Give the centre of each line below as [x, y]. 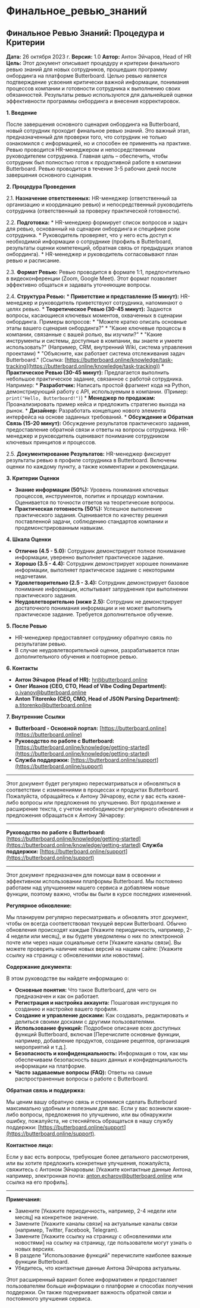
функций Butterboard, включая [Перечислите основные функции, [98, 1034]
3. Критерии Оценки [33, 478]
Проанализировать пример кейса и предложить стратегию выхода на [96, 404]
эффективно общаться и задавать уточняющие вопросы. [79, 285]
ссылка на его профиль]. [37, 1182]
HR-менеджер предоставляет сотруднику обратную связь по [93, 638]
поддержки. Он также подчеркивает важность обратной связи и [89, 1292]
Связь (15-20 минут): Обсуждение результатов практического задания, [98, 423]
